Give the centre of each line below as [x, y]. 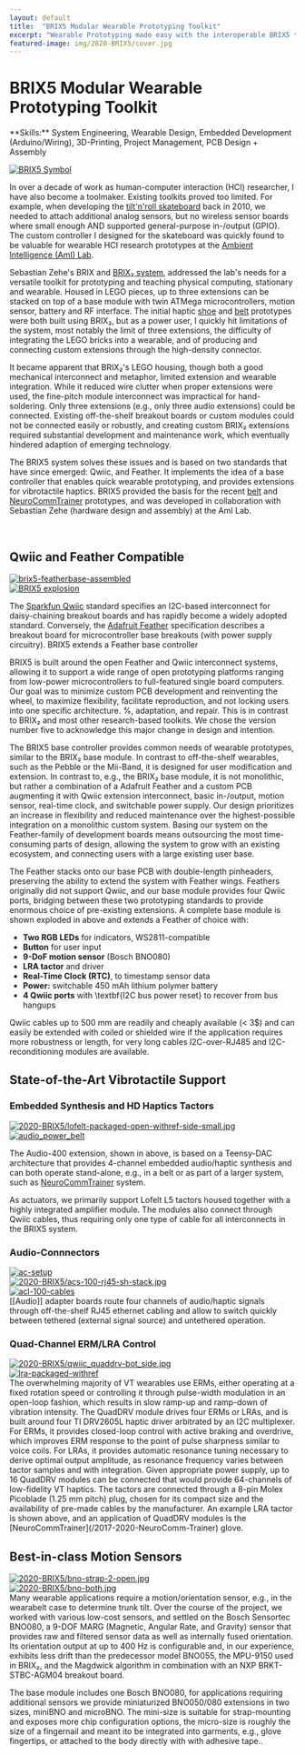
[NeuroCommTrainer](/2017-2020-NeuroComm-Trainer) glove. [126, 1528]
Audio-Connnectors [54, 1252]
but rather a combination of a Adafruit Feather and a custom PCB [131, 786]
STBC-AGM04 [36, 1675]
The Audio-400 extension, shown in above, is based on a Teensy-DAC [141, 1153]
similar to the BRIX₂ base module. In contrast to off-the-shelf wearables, [144, 757]
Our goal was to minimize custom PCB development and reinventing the [144, 691]
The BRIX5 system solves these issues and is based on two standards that [148, 462]
